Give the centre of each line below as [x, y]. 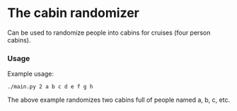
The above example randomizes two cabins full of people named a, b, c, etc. [119, 100]
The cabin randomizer [73, 13]
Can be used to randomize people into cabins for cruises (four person [109, 33]
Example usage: [31, 74]
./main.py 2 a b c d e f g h [50, 87]
